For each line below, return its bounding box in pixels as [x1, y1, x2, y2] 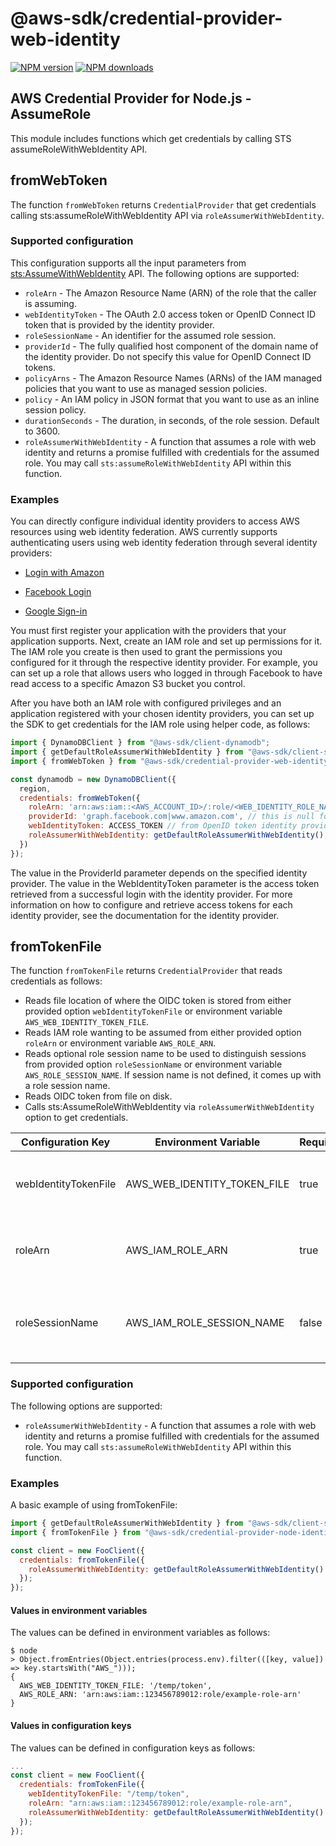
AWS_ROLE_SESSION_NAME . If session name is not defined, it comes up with [24, 1069, 322, 1081]
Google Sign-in [24, 605, 88, 617]
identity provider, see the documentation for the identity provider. [10, 909, 280, 921]
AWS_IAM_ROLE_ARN [125, 1243, 228, 1257]
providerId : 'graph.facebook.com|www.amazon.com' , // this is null [28, 812, 315, 822]
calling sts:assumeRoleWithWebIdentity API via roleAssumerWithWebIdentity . [10, 209, 325, 221]
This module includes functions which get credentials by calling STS [10, 132, 292, 144]
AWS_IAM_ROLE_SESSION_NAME [125, 1316, 285, 1330]
